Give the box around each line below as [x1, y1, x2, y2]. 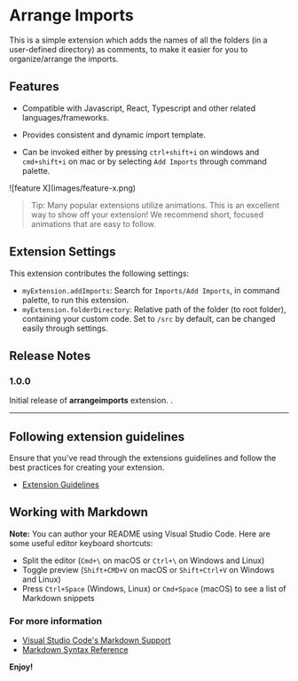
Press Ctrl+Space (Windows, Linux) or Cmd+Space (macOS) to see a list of [21, 583, 286, 594]
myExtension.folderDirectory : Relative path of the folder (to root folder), [21, 303, 286, 315]
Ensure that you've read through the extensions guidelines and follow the [9, 453, 277, 464]
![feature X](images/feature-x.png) [9, 183, 136, 193]
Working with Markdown [9, 505, 149, 520]
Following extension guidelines [9, 429, 184, 444]
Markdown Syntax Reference [21, 645, 129, 655]
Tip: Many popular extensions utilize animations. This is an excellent [30, 200, 280, 210]
